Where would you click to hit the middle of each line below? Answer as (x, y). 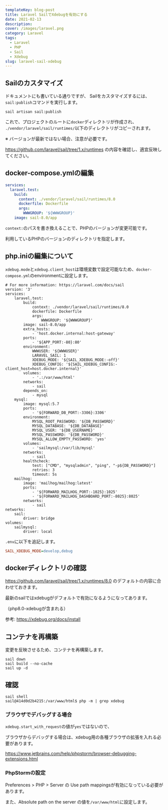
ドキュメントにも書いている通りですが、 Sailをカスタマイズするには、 (77, 96)
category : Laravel (24, 33)
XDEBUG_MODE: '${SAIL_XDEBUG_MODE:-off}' (76, 360)
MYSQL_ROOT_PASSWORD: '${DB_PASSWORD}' (73, 421)
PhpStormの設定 (26, 773)
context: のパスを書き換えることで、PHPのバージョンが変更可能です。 (77, 228)
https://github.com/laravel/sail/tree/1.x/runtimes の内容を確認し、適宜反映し (83, 149)
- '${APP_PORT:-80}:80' (57, 342)
